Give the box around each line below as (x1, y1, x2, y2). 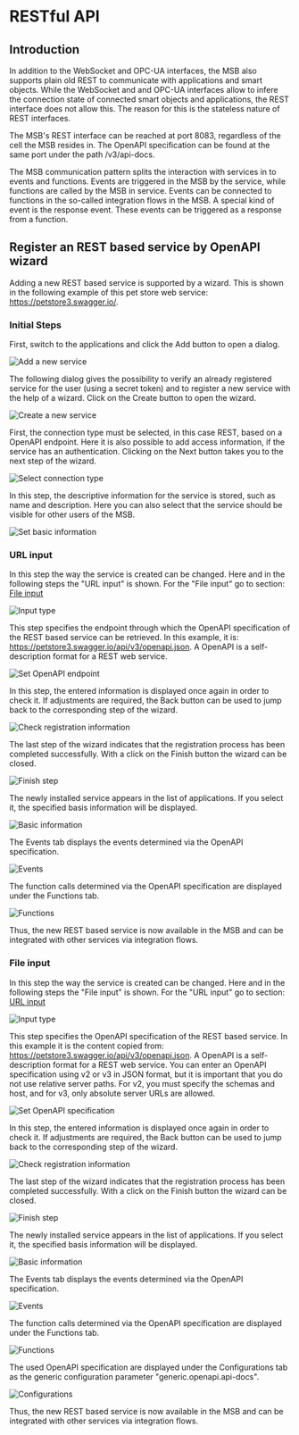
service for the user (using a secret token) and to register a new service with (9, 383, 291, 394)
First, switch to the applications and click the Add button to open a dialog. (9, 339, 280, 350)
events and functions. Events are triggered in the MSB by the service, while (9, 176, 287, 187)
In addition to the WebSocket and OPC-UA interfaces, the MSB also (9, 65, 257, 76)
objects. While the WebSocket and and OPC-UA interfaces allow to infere (9, 85, 278, 95)
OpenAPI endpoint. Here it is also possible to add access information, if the (9, 437, 286, 447)
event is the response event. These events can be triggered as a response (9, 204, 283, 215)
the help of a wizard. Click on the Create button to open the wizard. (9, 393, 257, 404)
